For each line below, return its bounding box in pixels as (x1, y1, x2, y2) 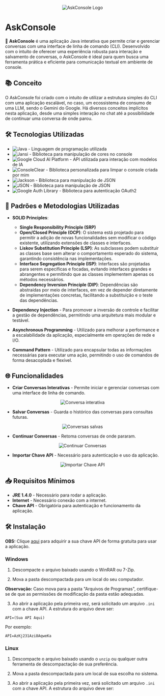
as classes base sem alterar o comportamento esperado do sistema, (19, 251, 159, 257)
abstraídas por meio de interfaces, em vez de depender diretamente (19, 287, 158, 293)
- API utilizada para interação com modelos (69, 156, 157, 162)
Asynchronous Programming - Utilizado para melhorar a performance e (12, 327, 160, 333)
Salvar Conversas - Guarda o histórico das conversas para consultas (12, 409, 153, 415)
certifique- (137, 586, 159, 592)
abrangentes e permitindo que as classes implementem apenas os (19, 271, 154, 277)
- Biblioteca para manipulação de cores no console (29, 151, 133, 157)
